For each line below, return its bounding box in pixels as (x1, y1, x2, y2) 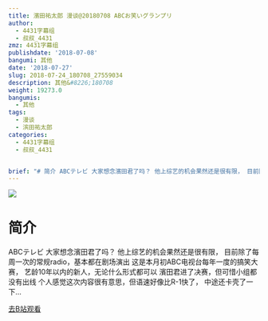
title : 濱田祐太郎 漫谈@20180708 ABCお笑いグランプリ (8, 11, 173, 20)
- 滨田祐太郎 (15, 123, 53, 131)
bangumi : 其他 (8, 57, 53, 65)
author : (8, 19, 34, 27)
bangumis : (8, 94, 41, 102)
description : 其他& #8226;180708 (8, 78, 113, 86)
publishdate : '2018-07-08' (8, 49, 98, 57)
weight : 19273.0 (8, 86, 62, 94)
